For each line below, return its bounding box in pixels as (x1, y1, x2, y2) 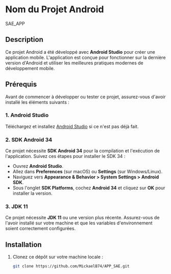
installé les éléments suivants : (5, 99, 70, 105)
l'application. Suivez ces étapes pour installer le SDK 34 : (5, 153, 126, 159)
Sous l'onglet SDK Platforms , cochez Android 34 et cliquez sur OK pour (12, 185, 165, 191)
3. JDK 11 (5, 203, 28, 210)
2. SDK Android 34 (5, 136, 53, 143)
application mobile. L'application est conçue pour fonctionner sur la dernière (5, 54, 166, 60)
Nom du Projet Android (5, 4, 104, 15)
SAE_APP (5, 20, 25, 27)
